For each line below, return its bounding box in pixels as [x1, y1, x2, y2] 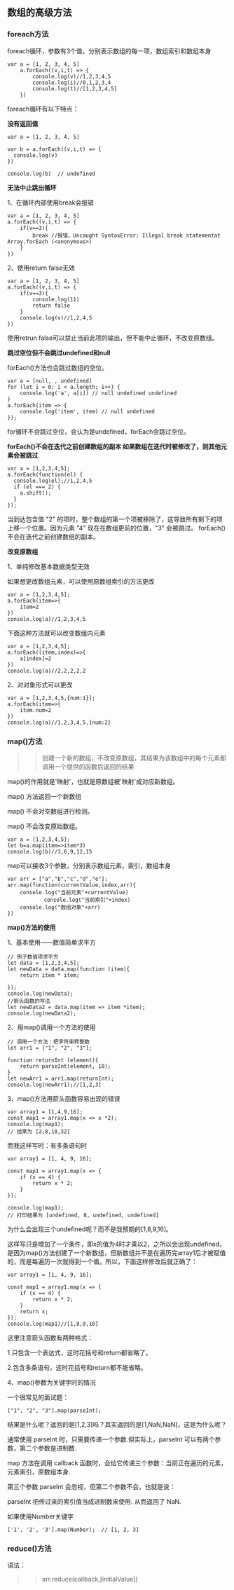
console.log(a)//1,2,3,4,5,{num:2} [7, 719, 111, 726]
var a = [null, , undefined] [7, 377, 92, 384]
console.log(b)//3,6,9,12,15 [7, 848, 92, 855]
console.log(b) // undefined [7, 170, 96, 177]
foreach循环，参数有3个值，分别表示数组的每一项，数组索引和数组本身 [7, 46, 212, 55]
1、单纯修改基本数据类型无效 [7, 562, 90, 570]
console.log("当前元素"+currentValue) [20, 889, 129, 896]
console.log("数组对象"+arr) [20, 903, 101, 911]
